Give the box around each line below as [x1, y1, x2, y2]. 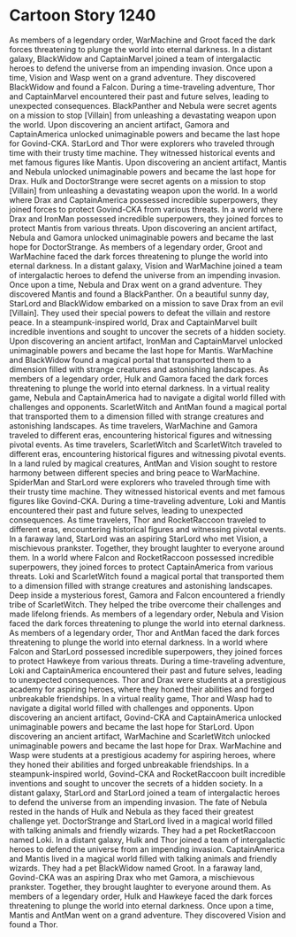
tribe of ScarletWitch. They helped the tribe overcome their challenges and [9, 599, 282, 609]
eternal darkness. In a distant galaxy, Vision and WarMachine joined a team [9, 260, 283, 271]
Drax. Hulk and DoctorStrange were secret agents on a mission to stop [9, 175, 267, 186]
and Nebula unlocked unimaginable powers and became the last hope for [9, 166, 277, 177]
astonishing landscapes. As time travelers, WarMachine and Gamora [9, 420, 258, 430]
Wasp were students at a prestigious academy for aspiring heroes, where [9, 749, 276, 760]
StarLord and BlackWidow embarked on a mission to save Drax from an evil [9, 298, 284, 308]
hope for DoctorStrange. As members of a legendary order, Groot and [9, 241, 263, 252]
